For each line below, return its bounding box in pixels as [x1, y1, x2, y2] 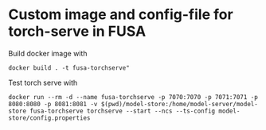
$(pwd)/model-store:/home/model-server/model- [100, 100, 259, 108]
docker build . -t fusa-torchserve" [8, 63, 130, 72]
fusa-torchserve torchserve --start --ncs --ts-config [29, 107, 216, 115]
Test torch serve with [8, 78, 78, 87]
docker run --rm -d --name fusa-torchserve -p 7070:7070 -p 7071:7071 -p [8, 93, 259, 101]
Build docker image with [8, 48, 88, 58]
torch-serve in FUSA [8, 22, 147, 40]
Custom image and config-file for [8, 6, 233, 24]
